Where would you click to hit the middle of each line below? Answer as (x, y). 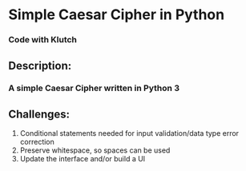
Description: (40, 66)
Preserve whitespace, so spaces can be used (95, 150)
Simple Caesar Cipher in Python (117, 15)
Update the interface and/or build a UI (83, 159)
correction (37, 142)
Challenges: (39, 114)
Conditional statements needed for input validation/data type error (129, 133)
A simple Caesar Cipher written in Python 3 (94, 88)
